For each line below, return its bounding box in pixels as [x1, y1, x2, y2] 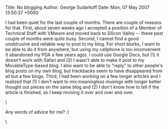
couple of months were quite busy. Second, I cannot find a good [5, 35, 139, 41]
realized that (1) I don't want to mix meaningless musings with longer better [5, 78, 161, 84]
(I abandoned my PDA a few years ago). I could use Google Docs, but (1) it [5, 52, 159, 58]
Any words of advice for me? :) [5, 109, 70, 115]
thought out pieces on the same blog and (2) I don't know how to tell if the [5, 84, 159, 90]
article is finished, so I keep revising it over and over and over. [5, 90, 134, 95]
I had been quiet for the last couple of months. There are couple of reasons [5, 20, 161, 25]
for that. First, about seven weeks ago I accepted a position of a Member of [5, 25, 162, 31]
